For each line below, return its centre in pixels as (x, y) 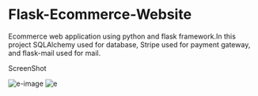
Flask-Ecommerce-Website (100, 15)
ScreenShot (27, 68)
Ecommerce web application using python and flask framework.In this (122, 36)
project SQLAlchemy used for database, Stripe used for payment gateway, (129, 44)
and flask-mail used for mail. (55, 53)
